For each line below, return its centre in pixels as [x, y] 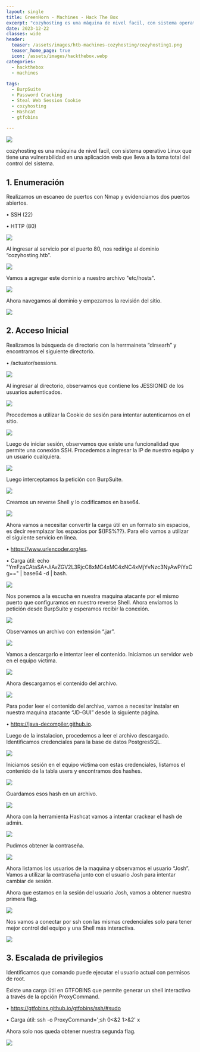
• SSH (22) [20, 214]
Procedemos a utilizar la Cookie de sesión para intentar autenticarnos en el [98, 415]
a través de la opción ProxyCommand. [53, 997]
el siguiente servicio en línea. [42, 537]
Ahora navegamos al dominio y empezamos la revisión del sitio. [84, 300]
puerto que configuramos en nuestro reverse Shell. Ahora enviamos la [92, 602]
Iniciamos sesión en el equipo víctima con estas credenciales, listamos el [96, 764]
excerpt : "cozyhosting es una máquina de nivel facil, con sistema [92, 23]
